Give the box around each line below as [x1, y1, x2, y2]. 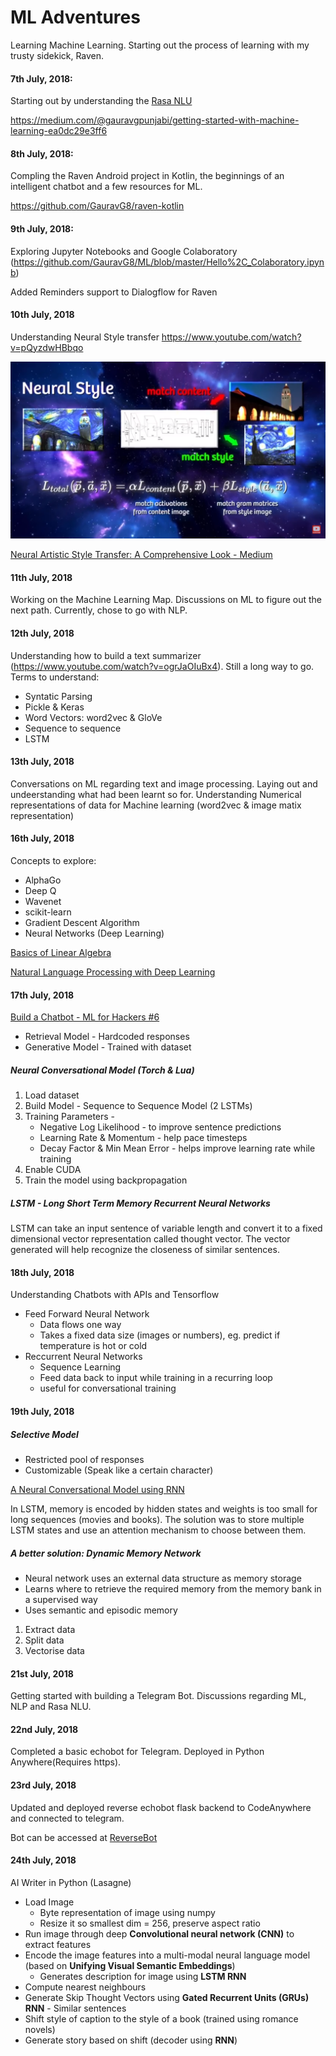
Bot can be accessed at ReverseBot [10, 1831, 158, 1843]
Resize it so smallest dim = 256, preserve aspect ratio [39, 1917, 261, 1929]
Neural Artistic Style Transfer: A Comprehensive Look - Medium [10, 549, 273, 561]
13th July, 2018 [10, 756, 75, 768]
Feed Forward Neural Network [24, 1308, 150, 1320]
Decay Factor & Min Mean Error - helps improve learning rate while [39, 1142, 316, 1155]
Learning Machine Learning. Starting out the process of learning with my [10, 39, 310, 51]
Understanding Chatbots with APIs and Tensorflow [10, 1289, 220, 1301]
